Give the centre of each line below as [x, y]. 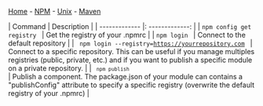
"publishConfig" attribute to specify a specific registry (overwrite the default [131, 85]
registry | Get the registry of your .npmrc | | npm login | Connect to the [127, 35]
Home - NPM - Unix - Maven [55, 11]
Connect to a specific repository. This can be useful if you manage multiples [131, 51]
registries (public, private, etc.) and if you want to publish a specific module [130, 60]
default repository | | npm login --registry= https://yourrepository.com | [130, 43]
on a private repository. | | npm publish [69, 68]
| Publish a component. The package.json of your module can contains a [126, 77]
